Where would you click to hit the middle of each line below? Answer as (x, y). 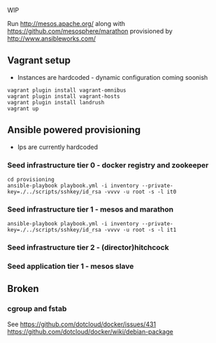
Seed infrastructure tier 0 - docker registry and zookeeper (108, 165)
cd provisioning (31, 179)
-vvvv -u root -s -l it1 (140, 230)
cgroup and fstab (37, 309)
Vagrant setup (39, 61)
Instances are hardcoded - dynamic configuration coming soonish (113, 77)
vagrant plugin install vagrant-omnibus (67, 90)
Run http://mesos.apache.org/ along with (66, 23)
